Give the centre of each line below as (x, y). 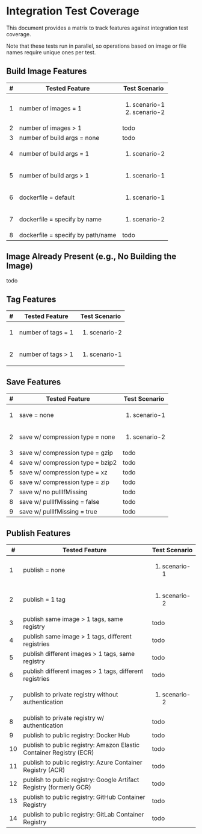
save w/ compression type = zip (64, 482)
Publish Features (38, 533)
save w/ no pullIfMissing (53, 492)
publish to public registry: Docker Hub (77, 735)
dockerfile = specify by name (60, 219)
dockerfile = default (47, 197)
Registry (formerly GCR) (57, 787)
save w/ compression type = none (67, 437)
